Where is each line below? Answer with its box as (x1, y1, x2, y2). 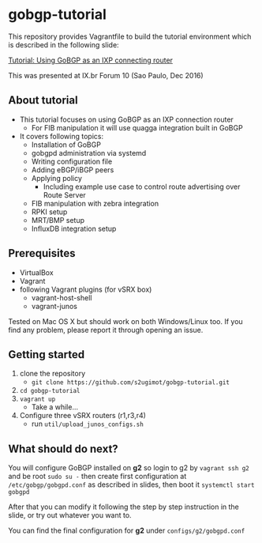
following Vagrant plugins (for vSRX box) (19, 285, 152, 294)
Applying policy (31, 173, 83, 183)
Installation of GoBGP (31, 140, 101, 149)
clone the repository (19, 369, 86, 379)
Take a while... (31, 402, 79, 412)
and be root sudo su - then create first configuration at (8, 472, 187, 481)
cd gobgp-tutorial (19, 387, 80, 395)
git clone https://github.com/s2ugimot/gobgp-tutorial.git (31, 379, 230, 387)
